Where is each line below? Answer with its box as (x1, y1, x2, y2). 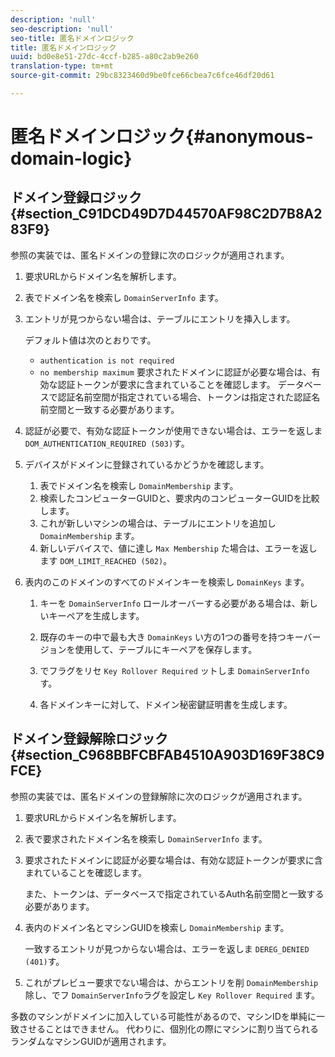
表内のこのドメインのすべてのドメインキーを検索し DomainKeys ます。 (24, 576, 310, 588)
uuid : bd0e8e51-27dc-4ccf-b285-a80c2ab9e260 (10, 52, 199, 62)
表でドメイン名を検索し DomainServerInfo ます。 (24, 291, 224, 303)
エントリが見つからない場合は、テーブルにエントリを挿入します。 (24, 312, 296, 325)
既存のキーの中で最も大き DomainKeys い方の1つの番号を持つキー (39, 631, 304, 643)
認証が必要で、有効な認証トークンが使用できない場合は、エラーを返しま (24, 424, 323, 436)
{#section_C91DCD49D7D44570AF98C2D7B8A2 (10, 206, 323, 223)
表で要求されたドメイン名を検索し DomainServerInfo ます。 (24, 832, 268, 845)
